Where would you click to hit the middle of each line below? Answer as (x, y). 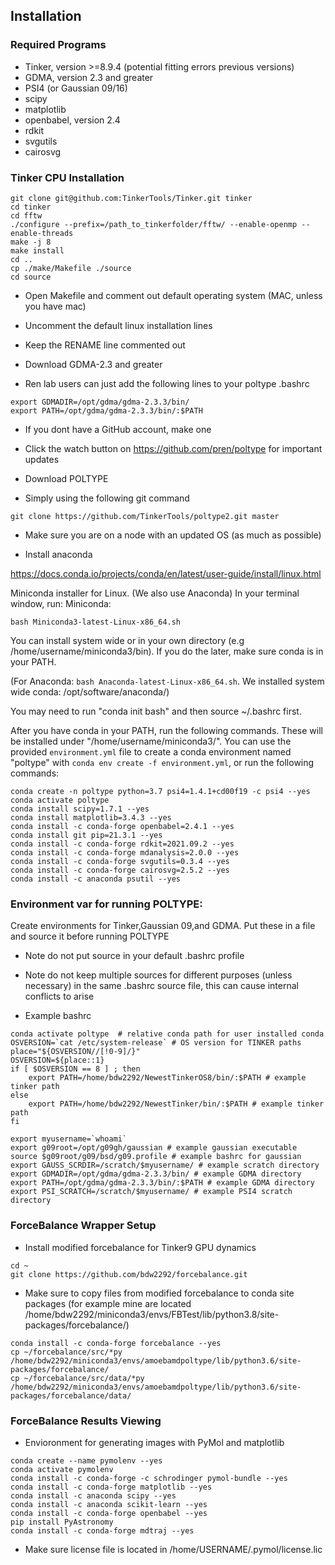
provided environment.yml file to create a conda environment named (151, 751)
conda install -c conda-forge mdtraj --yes (102, 1530)
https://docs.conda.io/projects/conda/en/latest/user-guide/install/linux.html (166, 573)
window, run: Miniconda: (61, 603)
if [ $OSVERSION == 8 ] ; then (75, 1069)
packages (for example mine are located (108, 1303)
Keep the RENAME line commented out (105, 345)
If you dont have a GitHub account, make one (118, 429)
